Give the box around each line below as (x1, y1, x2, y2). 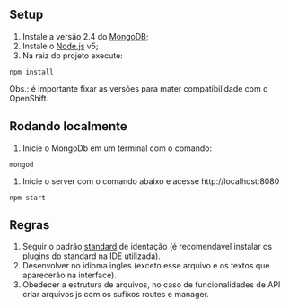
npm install (9, 67, 54, 76)
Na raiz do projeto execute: (22, 49, 123, 61)
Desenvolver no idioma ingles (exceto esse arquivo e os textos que (22, 260, 271, 271)
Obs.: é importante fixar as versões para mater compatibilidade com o (9, 83, 268, 93)
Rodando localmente (9, 119, 127, 134)
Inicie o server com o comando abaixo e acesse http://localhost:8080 (22, 175, 280, 187)
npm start (9, 193, 47, 202)
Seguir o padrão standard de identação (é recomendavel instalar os (22, 242, 272, 252)
